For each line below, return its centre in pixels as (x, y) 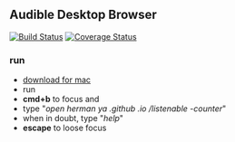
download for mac (57, 80)
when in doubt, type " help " (73, 118)
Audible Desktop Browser (83, 15)
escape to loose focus (64, 128)
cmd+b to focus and (61, 99)
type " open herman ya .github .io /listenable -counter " (124, 109)
